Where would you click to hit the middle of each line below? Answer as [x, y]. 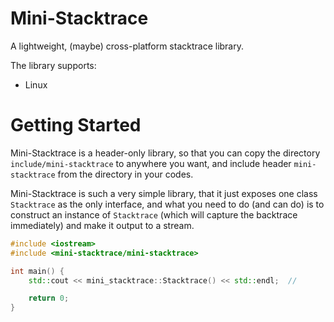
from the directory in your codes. [125, 174]
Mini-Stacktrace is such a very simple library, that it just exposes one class [164, 193]
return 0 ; [49, 298]
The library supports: [53, 65]
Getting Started [76, 125]
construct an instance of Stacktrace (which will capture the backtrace [154, 214]
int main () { [37, 271]
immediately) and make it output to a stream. [102, 225]
